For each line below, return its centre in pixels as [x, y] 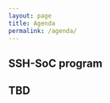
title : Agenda [32, 23]
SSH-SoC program [55, 63]
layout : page [30, 16]
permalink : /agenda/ [43, 31]
